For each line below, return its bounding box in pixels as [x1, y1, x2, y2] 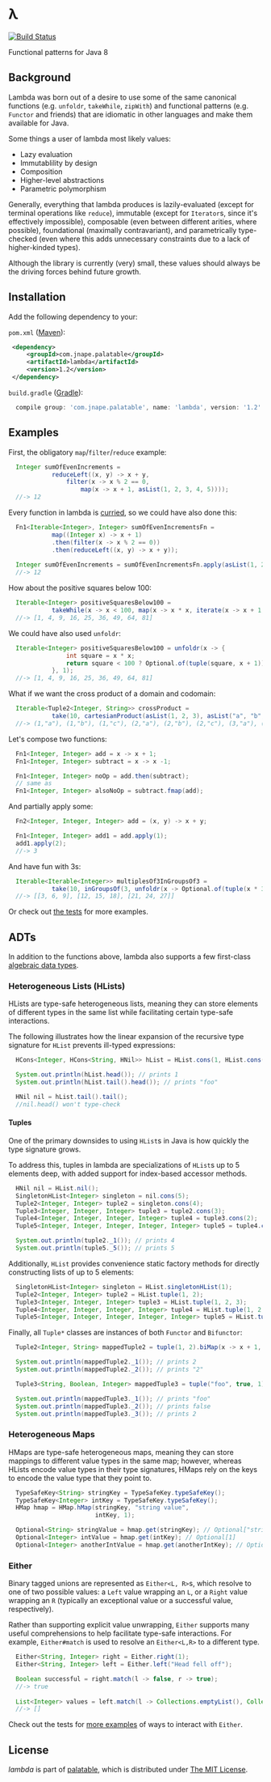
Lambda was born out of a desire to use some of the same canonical [8, 92, 236, 102]
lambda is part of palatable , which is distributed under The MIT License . [8, 1765, 248, 1775]
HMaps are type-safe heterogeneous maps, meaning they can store [8, 1447, 234, 1457]
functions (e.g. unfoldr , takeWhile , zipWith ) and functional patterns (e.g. [8, 100, 248, 110]
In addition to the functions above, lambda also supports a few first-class [8, 952, 252, 961]
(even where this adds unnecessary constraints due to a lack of [39, 234, 250, 244]
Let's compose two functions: [8, 734, 107, 744]
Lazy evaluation [19, 149, 73, 159]
